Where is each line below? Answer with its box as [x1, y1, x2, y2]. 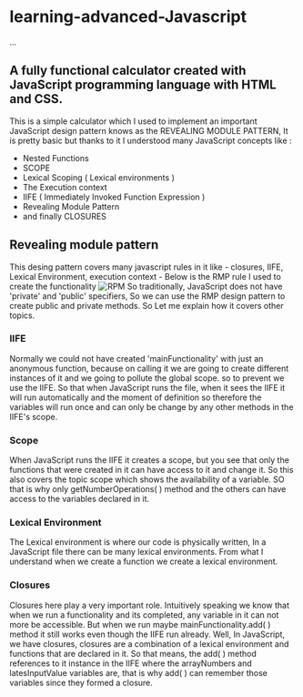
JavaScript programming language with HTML [9, 77, 277, 93]
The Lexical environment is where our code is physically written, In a [9, 537, 267, 548]
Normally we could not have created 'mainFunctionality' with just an [9, 353, 264, 364]
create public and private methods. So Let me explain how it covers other [9, 300, 284, 311]
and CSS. [9, 91, 64, 107]
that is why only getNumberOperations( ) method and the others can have [9, 484, 287, 495]
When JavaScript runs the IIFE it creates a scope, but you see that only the [9, 455, 289, 466]
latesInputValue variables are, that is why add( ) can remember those [9, 667, 268, 678]
